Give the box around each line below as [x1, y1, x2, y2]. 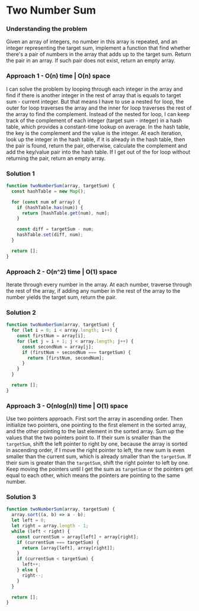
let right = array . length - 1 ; [11, 523, 89, 529]
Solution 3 [6, 493, 37, 501]
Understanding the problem [6, 25, 88, 33]
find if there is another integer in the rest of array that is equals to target [6, 91, 182, 98]
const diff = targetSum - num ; [17, 226, 94, 232]
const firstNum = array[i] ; [17, 333, 86, 339]
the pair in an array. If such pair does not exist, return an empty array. [6, 57, 176, 64]
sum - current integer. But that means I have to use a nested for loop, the [6, 98, 184, 105]
